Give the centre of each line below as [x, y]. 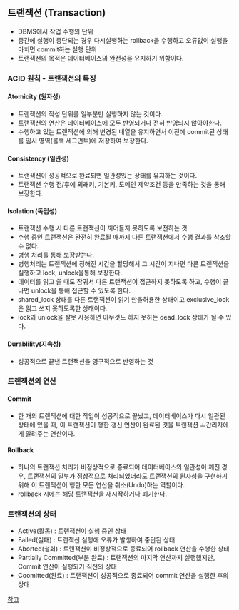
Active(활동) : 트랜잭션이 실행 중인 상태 [72, 531]
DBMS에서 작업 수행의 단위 [56, 31]
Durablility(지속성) [34, 344]
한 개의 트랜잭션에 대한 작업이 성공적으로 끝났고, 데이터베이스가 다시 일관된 [122, 415]
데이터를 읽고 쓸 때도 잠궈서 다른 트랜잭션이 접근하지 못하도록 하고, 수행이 [119, 282]
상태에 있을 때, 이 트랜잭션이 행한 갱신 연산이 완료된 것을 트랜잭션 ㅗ [112, 425]
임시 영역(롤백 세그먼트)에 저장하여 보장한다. [87, 141]
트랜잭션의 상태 [32, 514]
